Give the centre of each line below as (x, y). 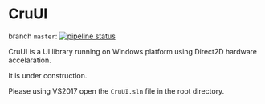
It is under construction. (48, 75)
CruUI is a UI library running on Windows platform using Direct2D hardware (133, 51)
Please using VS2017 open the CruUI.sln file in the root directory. (116, 91)
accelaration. (30, 60)
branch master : (33, 36)
